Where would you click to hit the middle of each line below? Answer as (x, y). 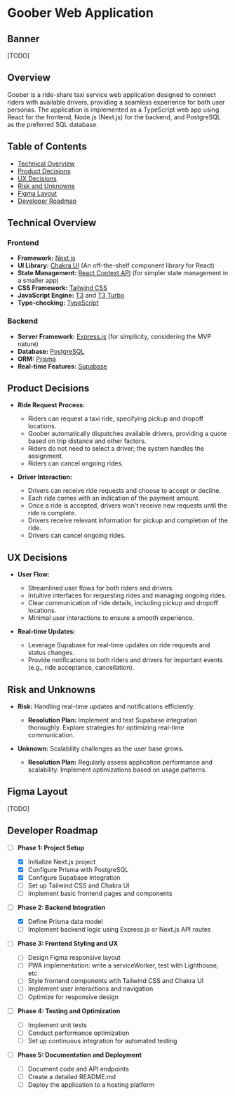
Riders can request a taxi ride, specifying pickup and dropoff (116, 418)
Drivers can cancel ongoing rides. (77, 536)
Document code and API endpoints (79, 1069)
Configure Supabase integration (74, 877)
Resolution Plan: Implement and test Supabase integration (113, 720)
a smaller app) (38, 280)
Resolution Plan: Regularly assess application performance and (120, 762)
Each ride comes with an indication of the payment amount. (114, 498)
